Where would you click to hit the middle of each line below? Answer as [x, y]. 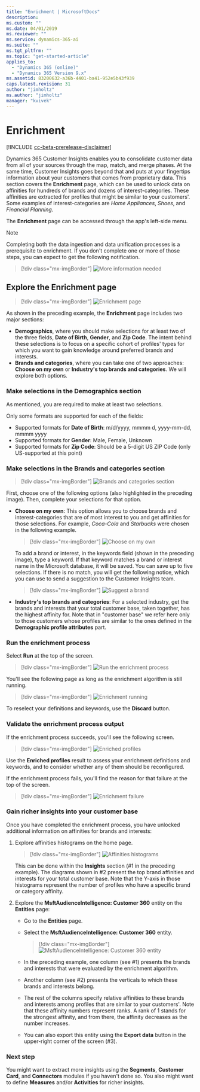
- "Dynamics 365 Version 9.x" [49, 73]
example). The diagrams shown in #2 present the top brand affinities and [104, 872]
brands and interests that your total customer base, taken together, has [102, 608]
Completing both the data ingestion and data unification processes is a [93, 244]
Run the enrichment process [48, 643]
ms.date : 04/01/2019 [32, 28]
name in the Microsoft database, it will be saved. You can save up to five [104, 565]
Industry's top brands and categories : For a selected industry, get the [102, 601]
